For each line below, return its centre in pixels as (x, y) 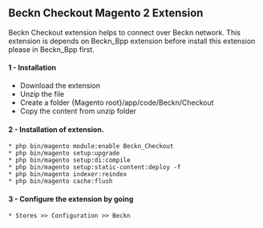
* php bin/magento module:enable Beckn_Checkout (91, 146)
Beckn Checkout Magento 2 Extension (106, 13)
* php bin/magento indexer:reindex (68, 174)
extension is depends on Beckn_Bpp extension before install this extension (132, 41)
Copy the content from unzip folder (78, 111)
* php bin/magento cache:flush (61, 182)
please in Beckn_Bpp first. (51, 49)
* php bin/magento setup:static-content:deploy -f (95, 167)
